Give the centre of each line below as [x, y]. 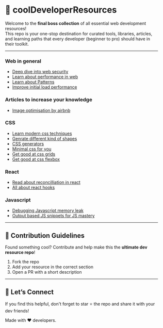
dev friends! [17, 311]
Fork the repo [26, 262]
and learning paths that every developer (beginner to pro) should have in [78, 39]
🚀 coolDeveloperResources [61, 10]
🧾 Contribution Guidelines [45, 236]
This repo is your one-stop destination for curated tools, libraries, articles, [79, 33]
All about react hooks [33, 188]
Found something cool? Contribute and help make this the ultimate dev [76, 247]
